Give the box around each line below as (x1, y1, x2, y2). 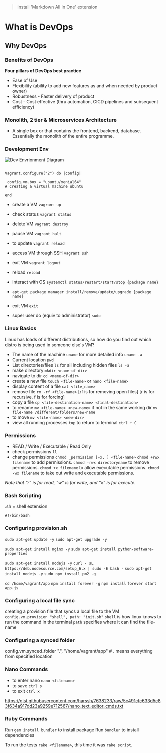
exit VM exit (12, 303, 39, 309)
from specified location (5, 653, 53, 659)
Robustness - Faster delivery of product (12, 93, 95, 99)
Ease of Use (12, 77, 38, 83)
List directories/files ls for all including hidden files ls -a (12, 362, 130, 368)
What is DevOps (5, 22, 73, 33)
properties (5, 551, 28, 556)
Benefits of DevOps (5, 56, 54, 63)
